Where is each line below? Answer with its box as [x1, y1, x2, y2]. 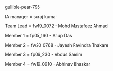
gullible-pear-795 [5, 4, 40, 10]
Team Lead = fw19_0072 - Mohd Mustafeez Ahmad [5, 23, 108, 29]
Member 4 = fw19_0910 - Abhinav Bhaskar [5, 61, 91, 67]
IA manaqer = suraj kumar [5, 14, 57, 19]
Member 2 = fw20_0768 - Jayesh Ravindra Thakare [5, 42, 109, 48]
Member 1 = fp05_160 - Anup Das [5, 33, 72, 38]
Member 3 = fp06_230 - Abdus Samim [5, 51, 83, 57]
